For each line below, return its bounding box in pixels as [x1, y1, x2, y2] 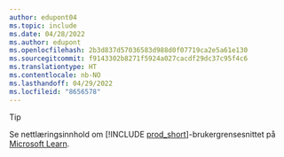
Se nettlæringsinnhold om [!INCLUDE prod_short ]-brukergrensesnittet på [9, 129, 276, 139]
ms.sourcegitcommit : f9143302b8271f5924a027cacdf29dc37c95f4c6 [9, 54, 248, 63]
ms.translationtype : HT [9, 63, 98, 72]
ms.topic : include [9, 21, 77, 30]
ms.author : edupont [9, 37, 82, 47]
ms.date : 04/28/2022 [9, 29, 86, 38]
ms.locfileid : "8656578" [9, 87, 101, 96]
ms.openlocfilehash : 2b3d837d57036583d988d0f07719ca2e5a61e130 [9, 46, 248, 55]
